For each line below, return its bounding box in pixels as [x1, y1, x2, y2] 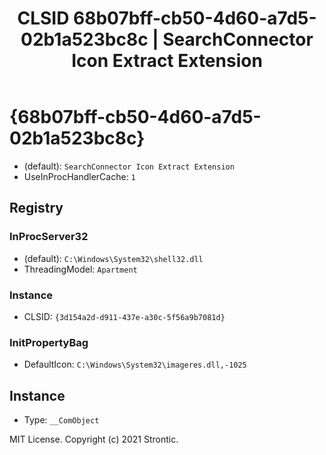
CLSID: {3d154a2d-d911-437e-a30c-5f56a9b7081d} [23, 310, 226, 322]
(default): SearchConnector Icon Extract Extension [23, 160, 235, 172]
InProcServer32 [9, 230, 89, 244]
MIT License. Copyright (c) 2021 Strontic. [9, 433, 179, 446]
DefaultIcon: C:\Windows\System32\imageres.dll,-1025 [23, 358, 247, 371]
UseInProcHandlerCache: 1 [23, 170, 136, 182]
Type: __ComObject [23, 414, 100, 426]
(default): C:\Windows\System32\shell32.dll [23, 252, 204, 264]
